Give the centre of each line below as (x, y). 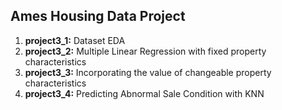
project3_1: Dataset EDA (75, 40)
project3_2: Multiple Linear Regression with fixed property (145, 51)
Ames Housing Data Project (98, 16)
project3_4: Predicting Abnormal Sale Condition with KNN (144, 93)
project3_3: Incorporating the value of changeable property (148, 72)
